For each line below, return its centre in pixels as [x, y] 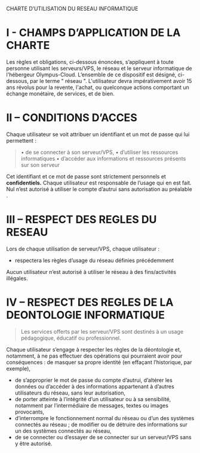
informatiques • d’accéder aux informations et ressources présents [103, 158]
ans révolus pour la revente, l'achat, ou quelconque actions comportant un [98, 87]
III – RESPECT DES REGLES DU [81, 220]
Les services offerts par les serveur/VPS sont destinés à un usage [102, 331]
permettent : [21, 140]
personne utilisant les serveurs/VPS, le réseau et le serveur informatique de [99, 68]
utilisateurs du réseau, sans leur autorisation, [70, 393]
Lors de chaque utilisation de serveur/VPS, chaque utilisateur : [83, 249]
